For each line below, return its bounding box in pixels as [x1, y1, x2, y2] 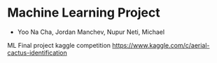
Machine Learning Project [7, 5, 161, 21]
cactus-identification [7, 48, 68, 57]
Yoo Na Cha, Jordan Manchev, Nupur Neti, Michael [17, 28, 165, 36]
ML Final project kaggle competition [7, 41, 111, 49]
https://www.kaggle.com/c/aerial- [111, 41, 210, 49]
